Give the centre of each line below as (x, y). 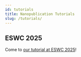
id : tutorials (19, 9)
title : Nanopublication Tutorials (40, 14)
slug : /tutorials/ (24, 18)
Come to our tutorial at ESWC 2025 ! (41, 50)
